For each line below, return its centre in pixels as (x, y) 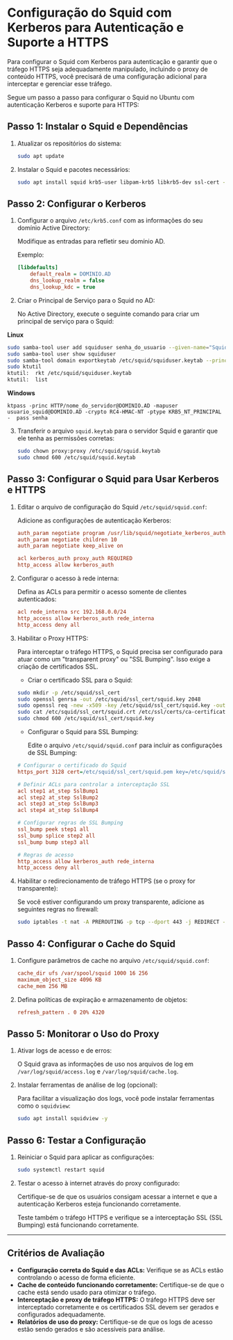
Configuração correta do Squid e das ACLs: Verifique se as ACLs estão (120, 1270)
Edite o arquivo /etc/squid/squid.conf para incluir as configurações (125, 745)
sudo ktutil (24, 367)
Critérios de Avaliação (56, 1253)
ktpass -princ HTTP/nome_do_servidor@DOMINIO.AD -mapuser (93, 406)
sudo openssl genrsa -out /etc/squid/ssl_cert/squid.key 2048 (109, 699)
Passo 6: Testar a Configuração (77, 1140)
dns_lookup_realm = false (68, 281)
